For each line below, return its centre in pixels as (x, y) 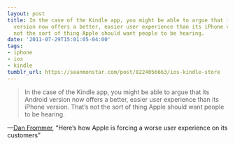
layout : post (26, 14)
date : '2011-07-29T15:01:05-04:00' (59, 40)
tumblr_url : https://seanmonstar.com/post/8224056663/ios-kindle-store (114, 72)
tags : (15, 46)
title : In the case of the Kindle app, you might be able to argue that (115, 20)
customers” (24, 135)
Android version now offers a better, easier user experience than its (121, 99)
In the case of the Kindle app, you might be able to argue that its (117, 92)
